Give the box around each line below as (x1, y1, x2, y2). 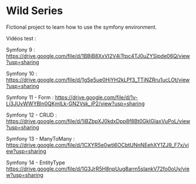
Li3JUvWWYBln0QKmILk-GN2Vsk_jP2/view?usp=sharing (6, 100, 145, 107)
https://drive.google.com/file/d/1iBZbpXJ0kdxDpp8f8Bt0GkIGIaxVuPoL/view (6, 117, 191, 124)
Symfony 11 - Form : (6, 94, 54, 101)
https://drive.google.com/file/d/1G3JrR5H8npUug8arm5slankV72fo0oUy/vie (6, 165, 190, 172)
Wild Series (6, 4, 63, 18)
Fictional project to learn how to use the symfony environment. (6, 23, 157, 30)
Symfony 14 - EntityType (6, 159, 66, 166)
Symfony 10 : (6, 70, 37, 77)
